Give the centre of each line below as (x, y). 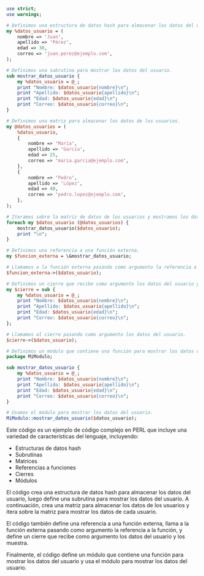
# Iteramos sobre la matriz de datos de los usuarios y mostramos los (97, 217)
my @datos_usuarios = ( (36, 127)
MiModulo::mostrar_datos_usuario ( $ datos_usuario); (72, 418)
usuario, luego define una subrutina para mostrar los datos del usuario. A (98, 499)
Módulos (26, 480)
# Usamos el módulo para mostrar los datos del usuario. (80, 413)
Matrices (26, 461)
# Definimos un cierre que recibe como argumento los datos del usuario (100, 284)
